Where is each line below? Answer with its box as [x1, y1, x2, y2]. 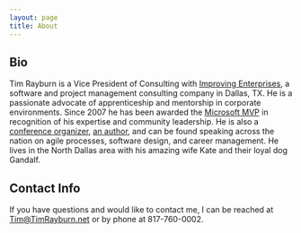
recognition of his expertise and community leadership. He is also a [9, 116, 259, 127]
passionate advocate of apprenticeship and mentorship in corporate [9, 98, 261, 108]
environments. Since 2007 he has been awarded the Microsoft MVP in [9, 107, 269, 117]
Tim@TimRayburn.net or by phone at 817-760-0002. [9, 214, 204, 225]
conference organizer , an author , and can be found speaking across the [9, 126, 275, 137]
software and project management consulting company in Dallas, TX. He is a [9, 88, 293, 99]
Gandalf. [9, 154, 40, 166]
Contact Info [9, 180, 81, 195]
